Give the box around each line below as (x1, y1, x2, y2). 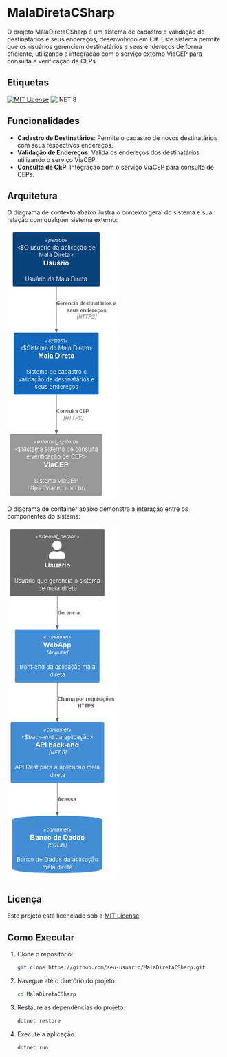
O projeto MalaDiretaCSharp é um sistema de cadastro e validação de (7, 28, 205, 36)
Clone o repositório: (17, 950, 74, 958)
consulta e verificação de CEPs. (7, 57, 98, 65)
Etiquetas (7, 77, 50, 89)
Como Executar (7, 932, 75, 943)
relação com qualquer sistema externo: (7, 216, 118, 224)
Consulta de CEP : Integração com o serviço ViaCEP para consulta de (17, 163, 215, 171)
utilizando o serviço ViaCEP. (17, 155, 98, 163)
